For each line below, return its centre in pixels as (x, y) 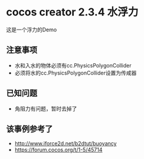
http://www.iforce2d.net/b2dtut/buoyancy (66, 144)
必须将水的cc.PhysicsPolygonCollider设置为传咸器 (76, 73)
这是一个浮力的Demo (32, 30)
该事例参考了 (30, 129)
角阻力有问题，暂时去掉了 (46, 108)
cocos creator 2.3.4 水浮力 (72, 12)
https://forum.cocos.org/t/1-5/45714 (58, 150)
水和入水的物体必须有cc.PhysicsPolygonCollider (73, 65)
